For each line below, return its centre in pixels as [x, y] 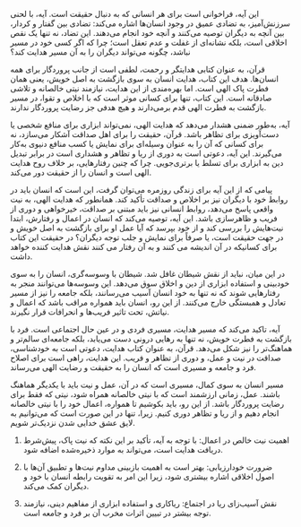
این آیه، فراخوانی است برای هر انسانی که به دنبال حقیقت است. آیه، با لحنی [134, 14]
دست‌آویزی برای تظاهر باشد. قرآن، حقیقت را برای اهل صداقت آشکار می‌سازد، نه [145, 134]
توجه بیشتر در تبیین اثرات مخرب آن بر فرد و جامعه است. [117, 513]
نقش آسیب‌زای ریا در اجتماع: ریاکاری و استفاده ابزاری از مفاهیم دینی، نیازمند [150, 503]
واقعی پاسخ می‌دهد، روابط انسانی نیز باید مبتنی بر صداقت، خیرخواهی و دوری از [142, 209]
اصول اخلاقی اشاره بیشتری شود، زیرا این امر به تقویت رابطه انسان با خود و [149, 476]
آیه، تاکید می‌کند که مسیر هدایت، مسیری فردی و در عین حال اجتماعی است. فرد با [145, 329]
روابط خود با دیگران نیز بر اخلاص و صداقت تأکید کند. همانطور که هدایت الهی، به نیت [149, 199]
